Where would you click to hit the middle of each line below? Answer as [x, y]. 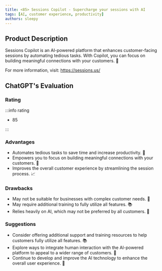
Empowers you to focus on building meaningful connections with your [82, 158]
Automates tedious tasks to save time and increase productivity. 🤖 [79, 153]
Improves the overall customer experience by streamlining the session [83, 168]
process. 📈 [24, 174]
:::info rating [17, 110]
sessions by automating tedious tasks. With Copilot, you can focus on [75, 56]
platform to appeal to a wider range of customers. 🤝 [64, 252]
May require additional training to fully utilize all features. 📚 [72, 204]
